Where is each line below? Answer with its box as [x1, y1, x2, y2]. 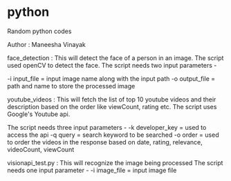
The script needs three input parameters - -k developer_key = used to [7, 123, 207, 131]
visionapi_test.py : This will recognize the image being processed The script [7, 158, 223, 166]
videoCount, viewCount [7, 145, 75, 153]
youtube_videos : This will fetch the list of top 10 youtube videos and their [7, 95, 216, 104]
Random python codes [7, 27, 72, 35]
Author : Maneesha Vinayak [7, 40, 86, 48]
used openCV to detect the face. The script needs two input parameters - [7, 61, 217, 69]
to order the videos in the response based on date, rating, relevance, [7, 137, 203, 146]
